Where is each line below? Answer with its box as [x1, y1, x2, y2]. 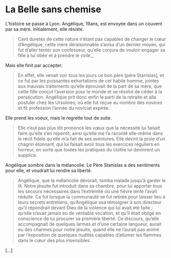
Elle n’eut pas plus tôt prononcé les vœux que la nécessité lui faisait [17, 125, 160, 131]
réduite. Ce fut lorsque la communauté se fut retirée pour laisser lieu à [17, 193, 166, 200]
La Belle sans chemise [5, 4, 102, 15]
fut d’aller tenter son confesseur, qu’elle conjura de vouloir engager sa [17, 47, 165, 53]
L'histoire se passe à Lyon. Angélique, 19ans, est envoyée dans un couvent [5, 21, 162, 27]
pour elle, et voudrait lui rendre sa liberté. [5, 167, 92, 173]
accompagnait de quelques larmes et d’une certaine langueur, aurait [17, 221, 162, 227]
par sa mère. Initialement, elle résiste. [5, 26, 84, 32]
